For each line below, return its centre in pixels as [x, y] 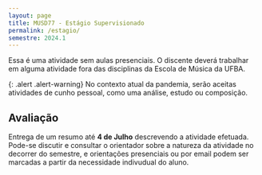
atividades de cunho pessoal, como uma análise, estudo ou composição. [128, 93]
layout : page [30, 16]
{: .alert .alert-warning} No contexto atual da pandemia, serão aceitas [123, 84]
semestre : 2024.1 [37, 38]
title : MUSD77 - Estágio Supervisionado [77, 23]
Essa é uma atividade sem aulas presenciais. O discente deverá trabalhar [129, 60]
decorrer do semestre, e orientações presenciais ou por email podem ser [129, 154]
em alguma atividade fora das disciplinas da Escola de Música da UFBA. [127, 69]
